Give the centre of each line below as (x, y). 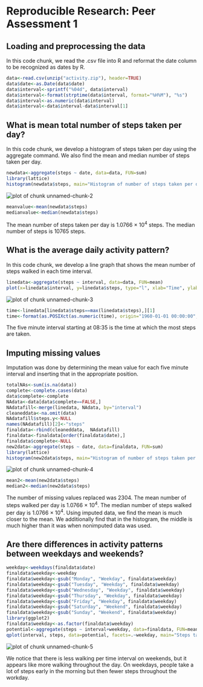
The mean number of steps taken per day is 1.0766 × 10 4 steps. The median (101, 225)
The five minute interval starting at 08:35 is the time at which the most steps (101, 328)
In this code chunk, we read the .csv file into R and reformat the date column (101, 61)
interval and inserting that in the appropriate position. (72, 374)
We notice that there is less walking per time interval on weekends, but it (97, 658)
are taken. (19, 334)
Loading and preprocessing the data (76, 46)
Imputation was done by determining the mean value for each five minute (97, 368)
